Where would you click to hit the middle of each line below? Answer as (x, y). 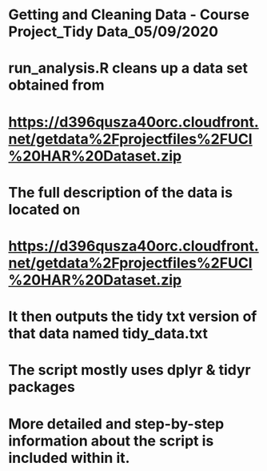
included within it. (69, 458)
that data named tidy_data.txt (108, 334)
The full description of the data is (121, 192)
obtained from (57, 85)
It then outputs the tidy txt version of (133, 317)
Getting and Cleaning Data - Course (129, 15)
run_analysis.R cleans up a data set (128, 68)
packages (42, 387)
